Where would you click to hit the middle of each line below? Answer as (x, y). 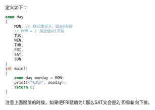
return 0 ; (25, 87)
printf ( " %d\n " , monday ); (40, 83)
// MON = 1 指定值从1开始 (39, 31)
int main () (17, 69)
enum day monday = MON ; (39, 78)
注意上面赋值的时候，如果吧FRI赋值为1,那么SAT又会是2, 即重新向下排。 (79, 102)
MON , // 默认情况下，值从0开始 (43, 26)
